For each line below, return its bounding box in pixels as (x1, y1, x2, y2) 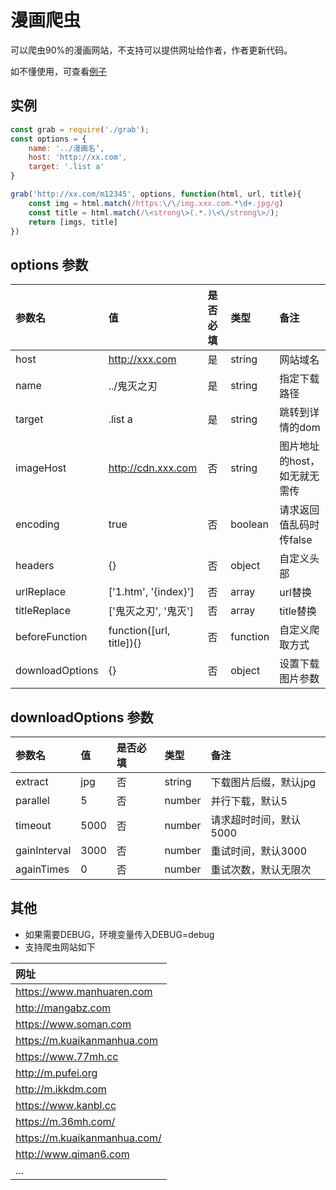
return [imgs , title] (28, 217, 118, 227)
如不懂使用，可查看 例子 (10, 65, 107, 77)
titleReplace (15, 604, 72, 618)
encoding (15, 517, 60, 531)
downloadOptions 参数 (10, 709, 154, 726)
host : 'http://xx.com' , (28, 152, 128, 163)
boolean (230, 517, 269, 531)
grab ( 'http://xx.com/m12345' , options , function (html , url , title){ (10, 189, 302, 199)
